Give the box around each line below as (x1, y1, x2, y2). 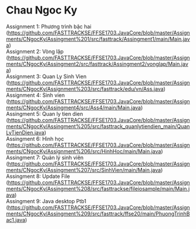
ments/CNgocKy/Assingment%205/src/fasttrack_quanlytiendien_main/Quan (6, 123, 190, 130)
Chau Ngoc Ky (6, 4, 77, 17)
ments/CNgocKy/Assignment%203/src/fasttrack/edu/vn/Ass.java (6, 85, 164, 92)
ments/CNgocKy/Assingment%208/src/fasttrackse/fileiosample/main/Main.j (6, 185, 190, 192)
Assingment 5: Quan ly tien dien (6, 110, 83, 117)
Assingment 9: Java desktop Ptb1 (6, 197, 87, 204)
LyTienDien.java (6, 129, 45, 136)
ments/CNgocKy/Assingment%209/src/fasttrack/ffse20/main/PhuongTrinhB (6, 210, 190, 217)
